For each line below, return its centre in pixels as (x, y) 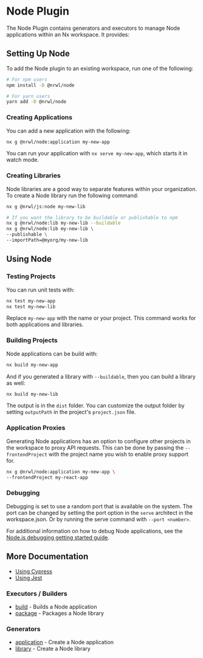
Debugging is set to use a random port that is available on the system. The (99, 506)
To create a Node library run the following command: (72, 195)
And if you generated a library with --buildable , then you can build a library (101, 376)
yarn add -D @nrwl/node (36, 102)
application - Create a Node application (64, 642)
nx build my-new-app (33, 365)
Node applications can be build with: (52, 354)
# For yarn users (28, 96)
